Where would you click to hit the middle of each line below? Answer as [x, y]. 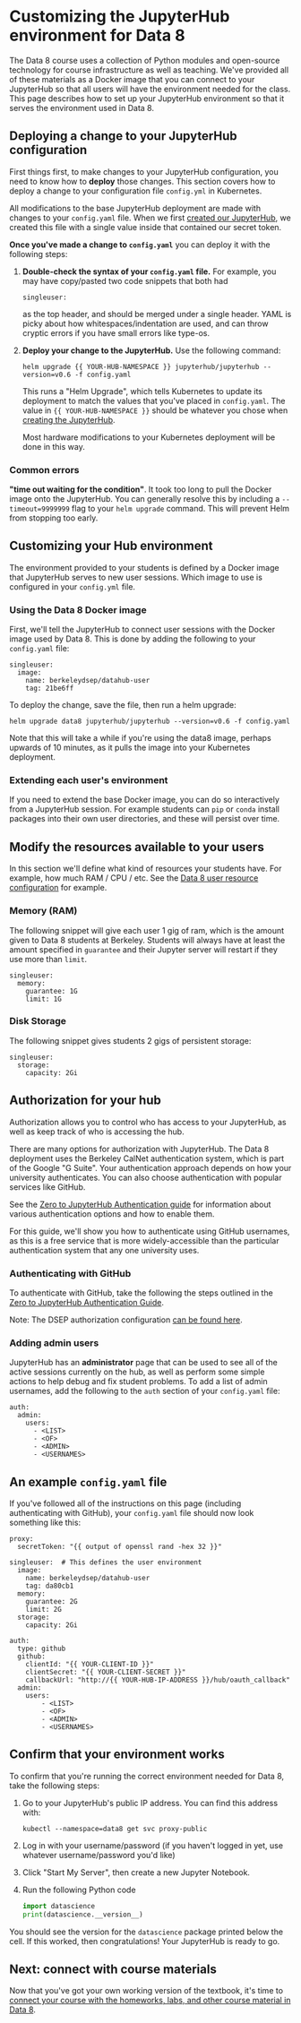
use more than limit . [48, 959]
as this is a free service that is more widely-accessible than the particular [144, 1240]
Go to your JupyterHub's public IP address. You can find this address [150, 1803]
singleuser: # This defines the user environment [106, 1562]
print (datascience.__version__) [82, 1915]
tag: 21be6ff [50, 689]
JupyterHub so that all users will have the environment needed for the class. [150, 89]
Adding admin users [54, 1343]
